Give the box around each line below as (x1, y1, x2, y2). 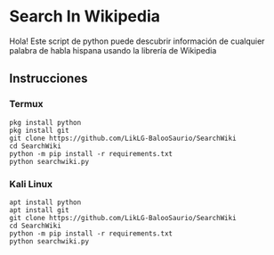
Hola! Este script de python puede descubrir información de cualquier (9, 36, 265, 46)
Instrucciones (9, 71, 88, 86)
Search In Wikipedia (9, 6, 161, 27)
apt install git (9, 205, 69, 215)
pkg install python (9, 118, 82, 127)
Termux (9, 98, 44, 111)
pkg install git (9, 126, 69, 135)
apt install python (9, 198, 82, 207)
